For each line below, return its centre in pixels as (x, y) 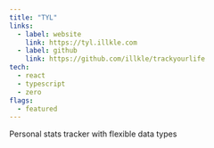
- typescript (41, 84)
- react (32, 76)
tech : (19, 68)
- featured (37, 109)
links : (21, 26)
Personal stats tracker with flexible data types (93, 134)
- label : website (49, 34)
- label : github (47, 51)
